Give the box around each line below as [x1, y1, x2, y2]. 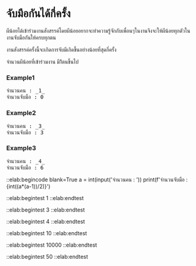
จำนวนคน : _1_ [6, 87, 45, 94]
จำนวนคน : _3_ [6, 122, 45, 129]
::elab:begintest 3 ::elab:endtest [6, 206, 86, 213]
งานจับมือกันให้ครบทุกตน [6, 34, 56, 41]
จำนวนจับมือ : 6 [6, 164, 44, 171]
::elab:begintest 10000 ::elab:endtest [6, 241, 98, 248]
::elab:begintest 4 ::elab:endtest [6, 218, 86, 225]
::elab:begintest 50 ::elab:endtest [6, 253, 89, 260]
